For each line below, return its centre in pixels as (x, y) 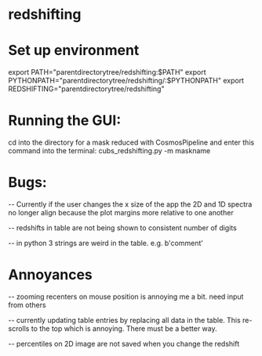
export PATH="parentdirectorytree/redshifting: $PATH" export (107, 72)
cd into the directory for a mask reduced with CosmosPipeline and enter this (131, 142)
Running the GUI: (65, 121)
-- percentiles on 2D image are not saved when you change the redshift (124, 343)
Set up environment (74, 51)
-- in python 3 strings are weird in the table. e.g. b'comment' (106, 243)
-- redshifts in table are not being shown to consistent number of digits (122, 228)
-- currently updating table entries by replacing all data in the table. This (124, 320)
